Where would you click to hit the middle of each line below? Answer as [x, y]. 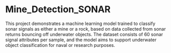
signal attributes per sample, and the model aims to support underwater [81, 40]
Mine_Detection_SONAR [58, 9]
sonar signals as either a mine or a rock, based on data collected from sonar [86, 29]
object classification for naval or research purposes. [60, 45]
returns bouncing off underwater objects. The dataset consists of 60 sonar [84, 34]
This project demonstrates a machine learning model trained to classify [80, 23]
